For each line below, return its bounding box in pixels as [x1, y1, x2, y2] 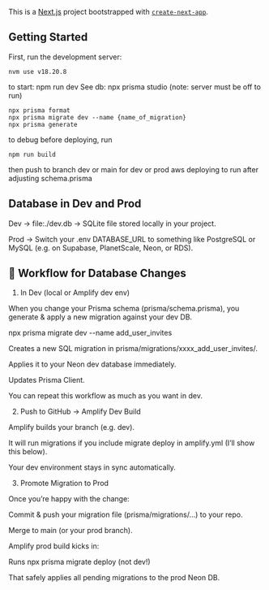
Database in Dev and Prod [8, 197, 142, 210]
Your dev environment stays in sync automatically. [8, 462, 177, 472]
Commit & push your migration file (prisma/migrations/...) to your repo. [8, 510, 243, 519]
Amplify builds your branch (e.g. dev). [8, 423, 135, 432]
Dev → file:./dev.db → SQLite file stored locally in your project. [8, 219, 216, 228]
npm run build [8, 150, 57, 158]
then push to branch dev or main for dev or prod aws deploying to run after [8, 164, 259, 174]
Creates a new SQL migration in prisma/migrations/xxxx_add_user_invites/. [8, 344, 258, 354]
